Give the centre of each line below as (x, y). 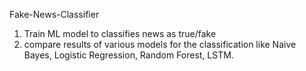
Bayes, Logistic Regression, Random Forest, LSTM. (128, 55)
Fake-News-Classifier (54, 14)
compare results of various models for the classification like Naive (160, 44)
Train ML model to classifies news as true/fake (120, 33)
